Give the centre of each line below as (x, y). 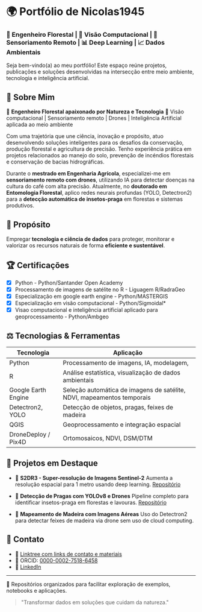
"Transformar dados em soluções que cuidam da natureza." (95, 602)
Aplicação (128, 353)
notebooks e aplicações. (37, 590)
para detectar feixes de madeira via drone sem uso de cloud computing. (104, 520)
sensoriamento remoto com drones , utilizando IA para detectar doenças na (100, 180)
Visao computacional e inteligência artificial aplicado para (86, 310)
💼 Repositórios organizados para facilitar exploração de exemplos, (88, 584)
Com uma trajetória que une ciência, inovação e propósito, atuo (85, 136)
